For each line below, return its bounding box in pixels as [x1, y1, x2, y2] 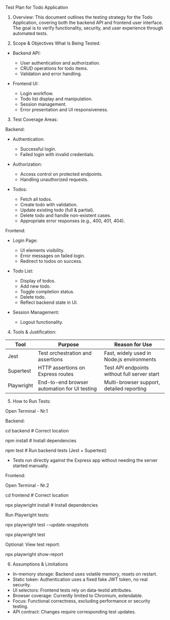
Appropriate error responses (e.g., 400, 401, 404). [20, 218, 125, 224]
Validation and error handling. [20, 71, 82, 77]
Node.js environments [104, 356, 156, 363]
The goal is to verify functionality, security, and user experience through [12, 25, 163, 31]
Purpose [58, 341, 79, 348]
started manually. [12, 462, 49, 469]
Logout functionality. [20, 319, 63, 325]
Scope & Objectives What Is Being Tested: [12, 40, 101, 46]
